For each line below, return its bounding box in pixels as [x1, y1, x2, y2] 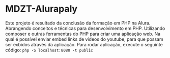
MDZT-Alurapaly [5, 3, 78, 15]
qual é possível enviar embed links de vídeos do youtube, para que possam [5, 36, 164, 42]
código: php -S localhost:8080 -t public [5, 47, 93, 53]
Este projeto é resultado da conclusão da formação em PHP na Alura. [5, 20, 151, 26]
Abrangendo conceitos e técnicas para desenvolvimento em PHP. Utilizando [5, 25, 165, 31]
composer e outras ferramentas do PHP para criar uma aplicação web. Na [5, 31, 161, 37]
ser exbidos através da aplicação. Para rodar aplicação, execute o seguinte [5, 41, 163, 47]
